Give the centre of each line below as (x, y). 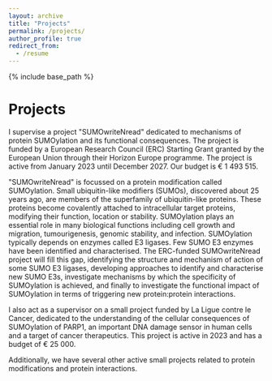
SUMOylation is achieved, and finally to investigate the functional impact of (134, 285)
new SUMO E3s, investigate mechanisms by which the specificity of (122, 276)
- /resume (32, 54)
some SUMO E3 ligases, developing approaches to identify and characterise (136, 268)
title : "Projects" (39, 24)
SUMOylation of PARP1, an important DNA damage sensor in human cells (130, 327)
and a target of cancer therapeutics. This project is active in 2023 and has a (135, 335)
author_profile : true (45, 39)
